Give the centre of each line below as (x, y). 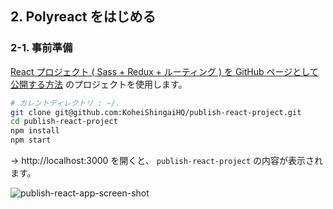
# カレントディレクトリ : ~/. (65, 103)
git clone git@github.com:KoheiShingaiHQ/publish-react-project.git (156, 112)
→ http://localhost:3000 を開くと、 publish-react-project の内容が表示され (167, 161)
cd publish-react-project (64, 122)
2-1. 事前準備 (41, 48)
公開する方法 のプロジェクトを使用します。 (99, 84)
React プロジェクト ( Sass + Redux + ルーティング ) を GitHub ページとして (164, 71)
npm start (31, 140)
